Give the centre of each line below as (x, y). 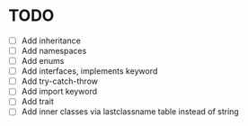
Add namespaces (54, 51)
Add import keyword (59, 92)
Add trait (38, 102)
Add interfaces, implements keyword (89, 71)
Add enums (43, 61)
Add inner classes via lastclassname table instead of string (130, 112)
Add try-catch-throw (59, 81)
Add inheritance (51, 40)
